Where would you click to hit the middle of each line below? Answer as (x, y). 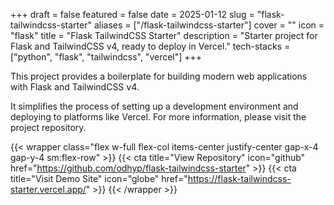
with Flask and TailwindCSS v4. (75, 87)
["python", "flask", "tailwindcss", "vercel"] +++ (106, 57)
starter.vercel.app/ (48, 189)
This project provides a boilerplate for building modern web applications (159, 76)
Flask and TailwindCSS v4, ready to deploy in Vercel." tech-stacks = (150, 46)
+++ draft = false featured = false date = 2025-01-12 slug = (132, 14)
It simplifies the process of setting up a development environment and (154, 106)
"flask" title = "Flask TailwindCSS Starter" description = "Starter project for (164, 35)
